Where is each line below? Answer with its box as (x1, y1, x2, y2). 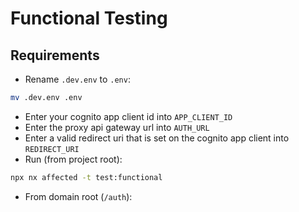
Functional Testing (10, 7, 168, 30)
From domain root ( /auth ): (24, 190, 133, 202)
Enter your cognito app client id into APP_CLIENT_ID (24, 110, 233, 122)
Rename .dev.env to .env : (24, 73, 131, 85)
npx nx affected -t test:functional (10, 172, 163, 182)
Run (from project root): (24, 153, 123, 165)
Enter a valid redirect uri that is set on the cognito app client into (24, 132, 290, 144)
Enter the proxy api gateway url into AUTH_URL (24, 121, 210, 133)
